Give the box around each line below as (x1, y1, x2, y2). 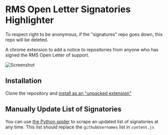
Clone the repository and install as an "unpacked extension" (5, 90, 132, 96)
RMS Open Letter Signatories (5, 4, 131, 15)
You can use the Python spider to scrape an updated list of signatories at (5, 118, 159, 124)
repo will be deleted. (5, 37, 49, 43)
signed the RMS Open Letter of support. (5, 52, 89, 58)
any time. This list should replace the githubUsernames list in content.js (5, 124, 155, 130)
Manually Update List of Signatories (5, 105, 122, 114)
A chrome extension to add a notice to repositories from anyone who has (5, 46, 159, 52)
